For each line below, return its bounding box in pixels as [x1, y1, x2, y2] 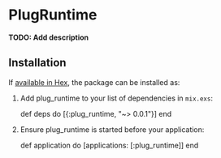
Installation [8, 56, 67, 70]
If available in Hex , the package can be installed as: [8, 77, 180, 87]
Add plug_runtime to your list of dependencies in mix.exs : [19, 93, 214, 103]
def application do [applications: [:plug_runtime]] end [19, 140, 199, 150]
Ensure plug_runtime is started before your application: [19, 124, 205, 135]
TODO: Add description [8, 32, 89, 42]
